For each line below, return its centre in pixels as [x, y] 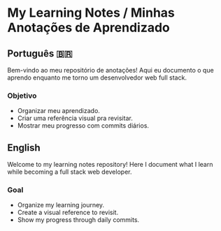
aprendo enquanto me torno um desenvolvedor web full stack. [97, 77]
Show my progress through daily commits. [78, 220]
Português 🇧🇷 [40, 53]
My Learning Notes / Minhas [91, 13]
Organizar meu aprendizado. [58, 111]
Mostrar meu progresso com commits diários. [83, 126]
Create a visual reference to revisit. [68, 213]
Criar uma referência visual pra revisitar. [75, 118]
